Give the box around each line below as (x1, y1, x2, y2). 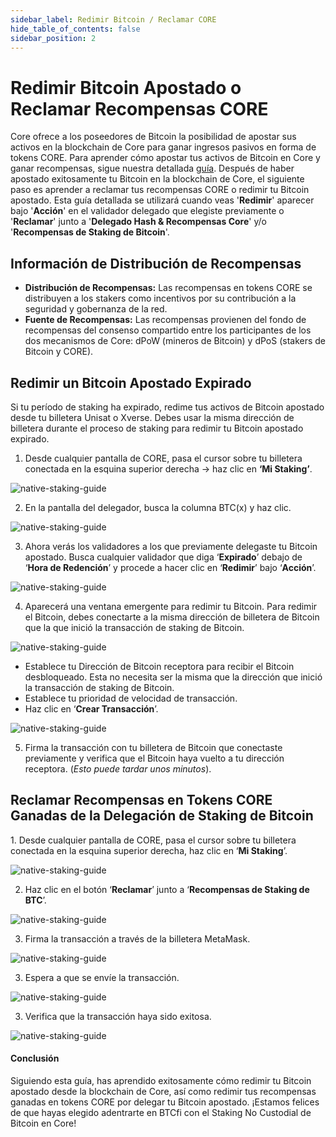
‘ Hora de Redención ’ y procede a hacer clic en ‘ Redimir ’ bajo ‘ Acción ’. (24, 561, 317, 573)
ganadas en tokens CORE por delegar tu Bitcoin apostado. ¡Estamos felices (10, 1096, 320, 1108)
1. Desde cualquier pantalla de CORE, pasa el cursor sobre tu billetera (10, 834, 297, 846)
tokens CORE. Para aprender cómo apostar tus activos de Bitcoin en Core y (10, 152, 321, 164)
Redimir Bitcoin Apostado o (10, 76, 242, 99)
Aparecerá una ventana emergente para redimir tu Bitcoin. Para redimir (24, 600, 318, 612)
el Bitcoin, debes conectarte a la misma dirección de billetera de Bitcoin (24, 611, 320, 623)
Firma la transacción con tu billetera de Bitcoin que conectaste (24, 741, 283, 753)
